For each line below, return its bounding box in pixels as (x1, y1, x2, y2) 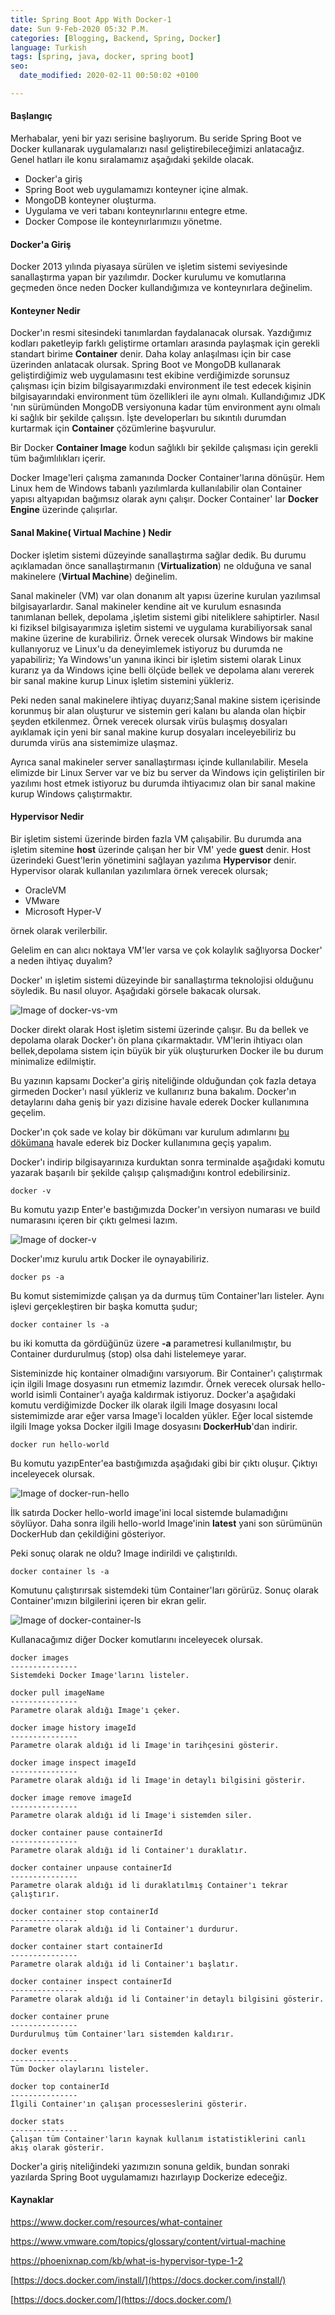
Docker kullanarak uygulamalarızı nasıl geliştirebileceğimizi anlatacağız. (10, 143, 305, 155)
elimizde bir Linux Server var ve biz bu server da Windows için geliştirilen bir (10, 766, 325, 778)
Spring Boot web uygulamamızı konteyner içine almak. (24, 184, 249, 196)
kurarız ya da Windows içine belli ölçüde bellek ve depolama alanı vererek (10, 664, 315, 676)
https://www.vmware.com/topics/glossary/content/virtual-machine (10, 2236, 286, 2248)
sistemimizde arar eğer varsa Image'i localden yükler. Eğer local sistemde (10, 1409, 313, 1421)
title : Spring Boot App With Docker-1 (10, 14, 172, 25)
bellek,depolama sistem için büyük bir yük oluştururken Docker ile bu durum (10, 1044, 324, 1056)
